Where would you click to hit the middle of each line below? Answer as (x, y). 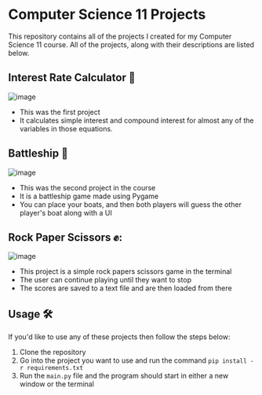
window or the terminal (56, 384)
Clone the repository (53, 353)
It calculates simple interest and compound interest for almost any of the (136, 120)
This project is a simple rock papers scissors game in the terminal (126, 271)
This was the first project (60, 112)
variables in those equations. (66, 128)
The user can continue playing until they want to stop (106, 280)
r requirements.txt (51, 368)
